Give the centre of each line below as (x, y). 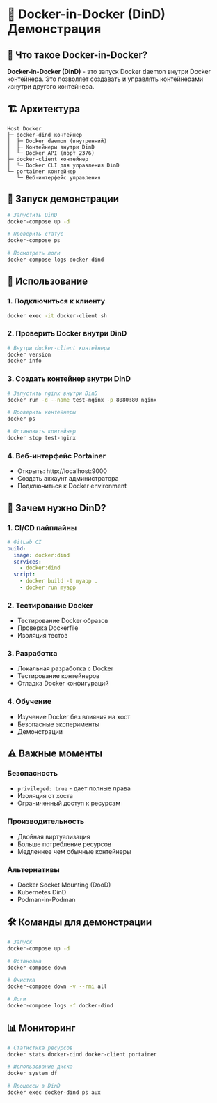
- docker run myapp (48, 588)
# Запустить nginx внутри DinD (53, 393)
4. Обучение (30, 702)
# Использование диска (40, 1067)
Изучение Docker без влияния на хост (74, 716)
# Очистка (22, 980)
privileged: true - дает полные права (74, 788)
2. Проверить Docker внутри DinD (67, 333)
